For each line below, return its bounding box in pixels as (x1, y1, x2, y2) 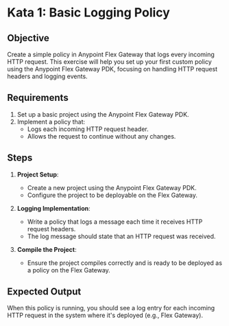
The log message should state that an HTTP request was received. (27, 232, 216, 240)
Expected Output (7, 286, 82, 298)
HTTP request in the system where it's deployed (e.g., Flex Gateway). (7, 311, 204, 320)
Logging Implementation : (16, 204, 91, 212)
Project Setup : (16, 170, 59, 178)
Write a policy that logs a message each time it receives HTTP (27, 218, 203, 226)
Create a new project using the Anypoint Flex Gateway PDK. (27, 183, 197, 191)
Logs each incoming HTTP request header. (27, 125, 149, 133)
